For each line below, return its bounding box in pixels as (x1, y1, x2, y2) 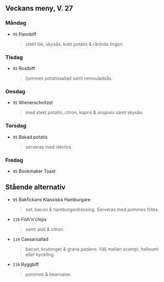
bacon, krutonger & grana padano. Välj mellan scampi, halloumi (25, 246, 159, 252)
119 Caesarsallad (12, 236, 49, 242)
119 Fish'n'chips (12, 216, 47, 222)
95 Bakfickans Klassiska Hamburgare (12, 196, 91, 202)
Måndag (5, 19, 27, 27)
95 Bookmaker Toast (12, 168, 56, 174)
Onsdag (5, 88, 26, 95)
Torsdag (5, 122, 27, 129)
